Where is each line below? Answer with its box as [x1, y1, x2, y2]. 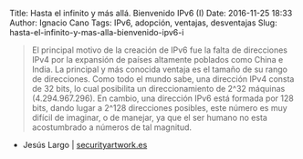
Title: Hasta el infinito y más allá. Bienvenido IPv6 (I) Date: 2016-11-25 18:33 [9, 8, 293, 18]
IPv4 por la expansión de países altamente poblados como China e [31, 55, 284, 65]
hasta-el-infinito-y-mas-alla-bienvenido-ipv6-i [9, 27, 184, 37]
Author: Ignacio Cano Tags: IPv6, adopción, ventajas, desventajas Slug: [9, 17, 277, 28]
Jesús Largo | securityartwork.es [22, 140, 148, 150]
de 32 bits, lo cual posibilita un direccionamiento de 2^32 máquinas [31, 84, 286, 94]
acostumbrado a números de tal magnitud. [31, 122, 193, 133]
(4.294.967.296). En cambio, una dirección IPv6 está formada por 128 [31, 93, 294, 104]
